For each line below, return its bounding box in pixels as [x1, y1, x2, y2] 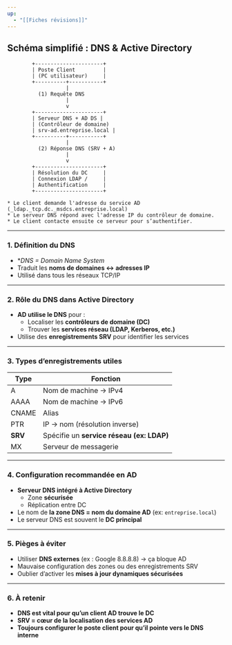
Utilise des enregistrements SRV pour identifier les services [17, 332, 189, 340]
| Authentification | [32, 181, 107, 189]
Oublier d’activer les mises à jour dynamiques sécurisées [17, 569, 183, 578]
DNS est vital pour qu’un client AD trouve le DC [17, 609, 155, 617]
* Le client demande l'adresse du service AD [7, 200, 140, 207]
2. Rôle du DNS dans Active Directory [7, 295, 135, 305]
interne [17, 631, 39, 639]
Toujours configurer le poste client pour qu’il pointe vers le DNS [17, 624, 204, 632]
